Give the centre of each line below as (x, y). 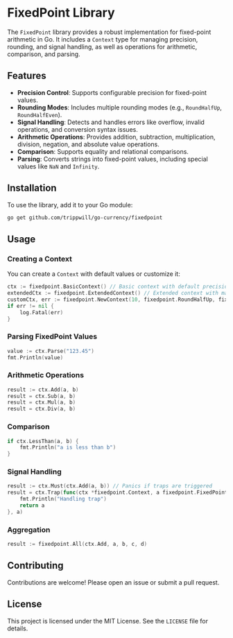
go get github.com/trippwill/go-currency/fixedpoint (85, 217)
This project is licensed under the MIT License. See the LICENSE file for (107, 621)
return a (32, 506)
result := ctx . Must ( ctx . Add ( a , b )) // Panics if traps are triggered (110, 486)
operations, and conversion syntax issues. (78, 129)
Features (27, 76)
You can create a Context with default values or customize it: (94, 274)
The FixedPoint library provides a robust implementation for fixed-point (109, 32)
